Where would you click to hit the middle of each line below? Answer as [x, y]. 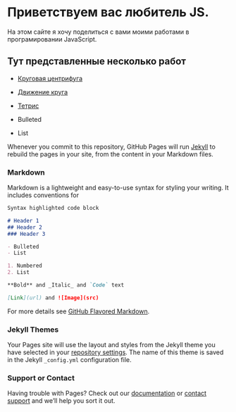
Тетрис [28, 106]
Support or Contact [41, 378]
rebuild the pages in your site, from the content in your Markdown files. [110, 154]
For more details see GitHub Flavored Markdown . [79, 311]
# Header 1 [23, 220]
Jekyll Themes [33, 330]
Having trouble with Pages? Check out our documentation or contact [107, 393]
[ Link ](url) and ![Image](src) [53, 298]
